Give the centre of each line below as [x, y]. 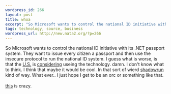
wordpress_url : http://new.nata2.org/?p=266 [53, 34]
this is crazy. [19, 86]
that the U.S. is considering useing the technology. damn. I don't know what [85, 64]
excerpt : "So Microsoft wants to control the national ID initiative [81, 24]
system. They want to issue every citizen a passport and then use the [78, 53]
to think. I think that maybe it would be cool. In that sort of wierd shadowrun [84, 70]
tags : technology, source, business [44, 29]
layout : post [19, 15]
